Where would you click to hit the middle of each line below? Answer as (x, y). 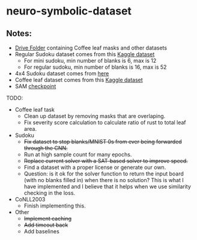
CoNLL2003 (30, 199)
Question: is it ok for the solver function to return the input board (104, 174)
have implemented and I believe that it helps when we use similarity (107, 186)
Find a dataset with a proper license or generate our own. (95, 167)
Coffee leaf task (35, 109)
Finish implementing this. (55, 206)
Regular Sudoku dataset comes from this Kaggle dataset (85, 54)
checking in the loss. (50, 193)
